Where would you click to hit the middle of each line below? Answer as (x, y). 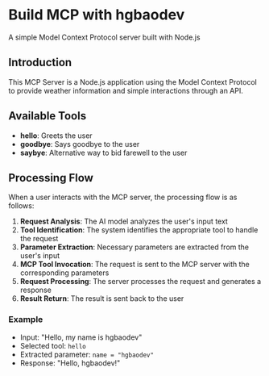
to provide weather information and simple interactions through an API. (126, 90)
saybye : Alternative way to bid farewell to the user (103, 152)
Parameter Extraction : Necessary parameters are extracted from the (134, 247)
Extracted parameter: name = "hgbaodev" (87, 354)
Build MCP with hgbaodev (97, 15)
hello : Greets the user (56, 136)
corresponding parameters (64, 273)
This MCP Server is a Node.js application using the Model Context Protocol (133, 81)
